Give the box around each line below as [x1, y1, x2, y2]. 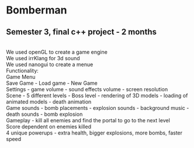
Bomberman [6, 4, 67, 17]
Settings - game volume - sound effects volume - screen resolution [6, 86, 168, 92]
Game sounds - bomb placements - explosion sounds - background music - [6, 105, 189, 111]
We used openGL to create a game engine [6, 49, 108, 56]
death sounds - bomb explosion [6, 111, 83, 118]
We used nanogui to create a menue [6, 61, 93, 68]
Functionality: [6, 67, 39, 74]
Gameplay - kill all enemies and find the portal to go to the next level [6, 117, 171, 123]
